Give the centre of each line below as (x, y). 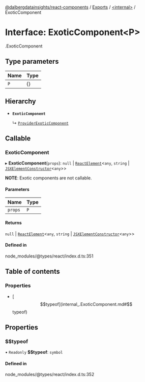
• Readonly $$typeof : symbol (34, 352)
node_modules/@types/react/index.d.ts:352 (50, 375)
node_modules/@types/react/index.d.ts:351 (49, 256)
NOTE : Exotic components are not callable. (48, 178)
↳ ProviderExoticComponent (40, 123)
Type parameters (32, 62)
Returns (14, 223)
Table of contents (32, 272)
